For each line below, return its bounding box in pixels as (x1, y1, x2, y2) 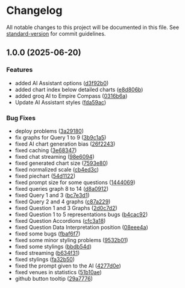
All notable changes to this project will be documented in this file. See (6, 24, 180, 31)
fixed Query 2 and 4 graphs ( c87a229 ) (14, 197, 111, 205)
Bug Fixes (6, 114, 36, 122)
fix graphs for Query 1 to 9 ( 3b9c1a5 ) (14, 133, 107, 141)
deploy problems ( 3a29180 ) (14, 127, 84, 135)
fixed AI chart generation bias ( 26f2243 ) (14, 140, 116, 147)
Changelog (6, 4, 63, 18)
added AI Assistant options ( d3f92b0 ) (14, 79, 109, 86)
